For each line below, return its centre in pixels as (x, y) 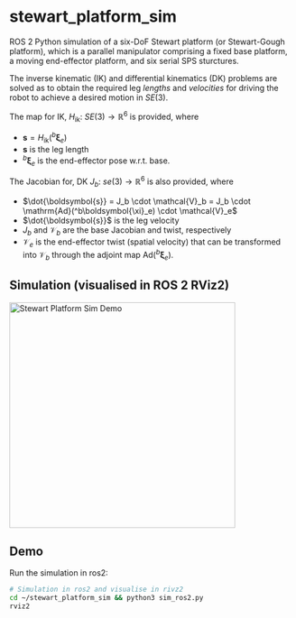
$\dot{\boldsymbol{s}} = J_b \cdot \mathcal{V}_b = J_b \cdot (136, 201)
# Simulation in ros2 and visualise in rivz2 (96, 590)
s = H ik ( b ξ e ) (45, 138)
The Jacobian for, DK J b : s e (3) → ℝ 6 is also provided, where (122, 181)
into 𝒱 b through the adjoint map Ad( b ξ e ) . (98, 255)
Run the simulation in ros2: (59, 573)
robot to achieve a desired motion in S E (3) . (89, 97)
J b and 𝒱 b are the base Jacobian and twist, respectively (127, 231)
